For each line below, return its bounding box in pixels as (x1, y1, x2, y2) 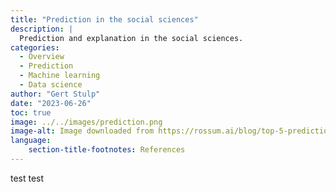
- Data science (19, 80, 83, 90)
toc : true (10, 107, 52, 118)
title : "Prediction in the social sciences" (10, 14, 199, 25)
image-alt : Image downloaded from (10, 126, 155, 136)
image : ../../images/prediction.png (10, 117, 163, 127)
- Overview (19, 52, 65, 62)
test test (10, 172, 45, 184)
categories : (10, 42, 60, 53)
